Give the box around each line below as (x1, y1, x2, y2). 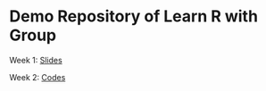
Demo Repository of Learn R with (9, 6, 259, 27)
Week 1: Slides (9, 54, 62, 65)
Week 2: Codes (9, 71, 66, 82)
